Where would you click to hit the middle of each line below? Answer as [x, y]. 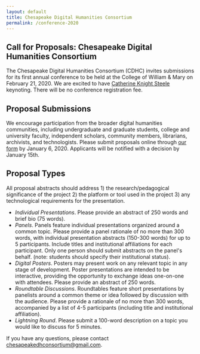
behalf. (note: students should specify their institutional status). [93, 257]
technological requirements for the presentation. [66, 200]
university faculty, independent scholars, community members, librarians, [97, 136]
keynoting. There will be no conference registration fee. [75, 90]
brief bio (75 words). [40, 218]
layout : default [26, 12]
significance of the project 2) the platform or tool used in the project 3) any [98, 194]
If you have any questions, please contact [58, 338]
